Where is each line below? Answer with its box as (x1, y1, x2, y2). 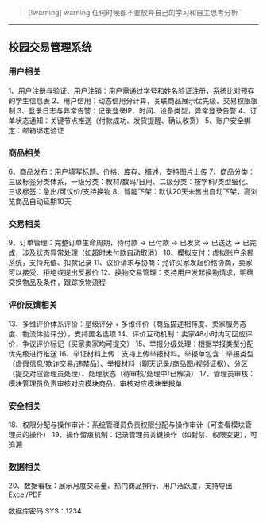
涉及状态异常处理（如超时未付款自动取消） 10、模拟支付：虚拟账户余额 (21, 248, 254, 257)
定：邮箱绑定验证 (8, 125, 64, 135)
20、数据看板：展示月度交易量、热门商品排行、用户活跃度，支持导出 (8, 481, 233, 490)
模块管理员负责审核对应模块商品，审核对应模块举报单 (8, 379, 183, 388)
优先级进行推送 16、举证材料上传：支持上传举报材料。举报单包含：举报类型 (8, 348, 254, 358)
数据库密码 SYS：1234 (8, 506, 82, 516)
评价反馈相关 (8, 299, 58, 310)
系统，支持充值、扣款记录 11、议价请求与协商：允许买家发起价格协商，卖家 (8, 258, 253, 267)
